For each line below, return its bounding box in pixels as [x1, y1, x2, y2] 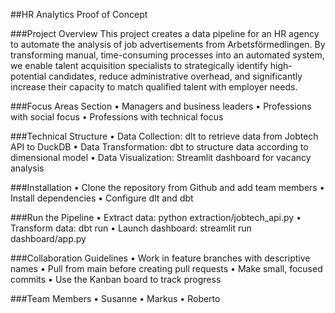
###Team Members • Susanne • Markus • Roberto [10, 293, 221, 304]
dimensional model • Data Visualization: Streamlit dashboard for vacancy [10, 152, 312, 163]
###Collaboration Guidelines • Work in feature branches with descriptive [10, 252, 311, 264]
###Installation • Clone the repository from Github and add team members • [10, 182, 325, 193]
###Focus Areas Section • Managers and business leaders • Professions [10, 100, 312, 112]
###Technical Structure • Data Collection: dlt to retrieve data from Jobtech [10, 130, 319, 142]
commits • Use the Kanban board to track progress [10, 274, 222, 285]
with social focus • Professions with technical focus [10, 111, 224, 123]
